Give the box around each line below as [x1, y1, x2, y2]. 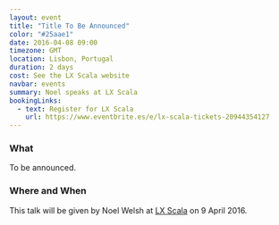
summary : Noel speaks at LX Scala [9, 87, 139, 96]
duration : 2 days [9, 63, 74, 72]
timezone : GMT [9, 46, 63, 55]
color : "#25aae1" [9, 29, 74, 38]
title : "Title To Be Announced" [9, 21, 130, 30]
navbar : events [9, 79, 66, 88]
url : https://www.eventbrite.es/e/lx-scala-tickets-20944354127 [25, 112, 270, 121]
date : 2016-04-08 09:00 [9, 37, 98, 47]
